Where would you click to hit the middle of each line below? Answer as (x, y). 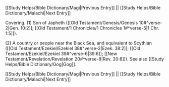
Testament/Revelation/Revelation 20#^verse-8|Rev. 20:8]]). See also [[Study (85, 59)
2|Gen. (12, 28)
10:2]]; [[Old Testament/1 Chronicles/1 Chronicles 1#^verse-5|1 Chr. (90, 28)
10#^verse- (150, 23)
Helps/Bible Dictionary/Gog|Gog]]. (41, 64)
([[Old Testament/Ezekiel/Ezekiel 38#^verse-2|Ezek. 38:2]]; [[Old (73, 48)
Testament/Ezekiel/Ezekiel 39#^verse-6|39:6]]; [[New (61, 53)
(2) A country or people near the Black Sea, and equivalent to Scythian (79, 43)
